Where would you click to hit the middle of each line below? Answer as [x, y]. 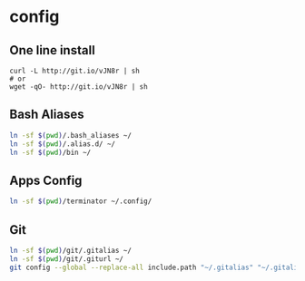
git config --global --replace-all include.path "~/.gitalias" [132, 267]
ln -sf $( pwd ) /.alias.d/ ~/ [63, 144]
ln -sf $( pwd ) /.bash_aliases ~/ [70, 135]
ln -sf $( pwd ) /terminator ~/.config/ [81, 201]
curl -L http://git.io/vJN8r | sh [75, 71]
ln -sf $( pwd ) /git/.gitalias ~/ [70, 250]
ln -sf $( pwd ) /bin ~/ [50, 152]
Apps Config [46, 180]
